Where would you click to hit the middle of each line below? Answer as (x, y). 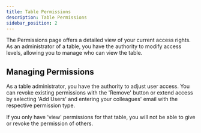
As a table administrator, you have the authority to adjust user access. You (98, 86)
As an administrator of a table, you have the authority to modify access (94, 46)
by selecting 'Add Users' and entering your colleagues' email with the (92, 99)
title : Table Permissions (38, 12)
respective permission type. (41, 105)
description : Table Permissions (46, 17)
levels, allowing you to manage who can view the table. (74, 53)
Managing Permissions (50, 72)
